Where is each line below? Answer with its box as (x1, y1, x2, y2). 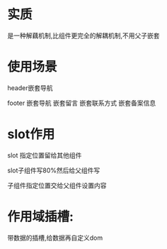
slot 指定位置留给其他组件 (7, 150, 82, 160)
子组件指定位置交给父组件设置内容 (7, 181, 107, 189)
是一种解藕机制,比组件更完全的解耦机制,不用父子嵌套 (7, 31, 161, 40)
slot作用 (7, 126, 55, 143)
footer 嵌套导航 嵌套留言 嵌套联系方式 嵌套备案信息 (7, 99, 156, 107)
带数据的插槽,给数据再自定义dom (7, 233, 103, 242)
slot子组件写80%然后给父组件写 (7, 166, 100, 175)
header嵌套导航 (7, 83, 53, 92)
